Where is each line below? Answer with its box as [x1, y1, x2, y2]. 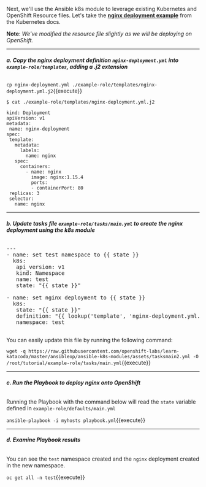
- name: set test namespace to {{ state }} [6, 251, 139, 258]
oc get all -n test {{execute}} [6, 474, 85, 481]
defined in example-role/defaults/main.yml [6, 404, 116, 412]
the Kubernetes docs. [6, 18, 61, 25]
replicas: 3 [9, 190, 40, 197]
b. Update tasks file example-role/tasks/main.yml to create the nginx [6, 220, 183, 227]
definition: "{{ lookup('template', [16, 313, 126, 320]
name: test [16, 276, 49, 283]
